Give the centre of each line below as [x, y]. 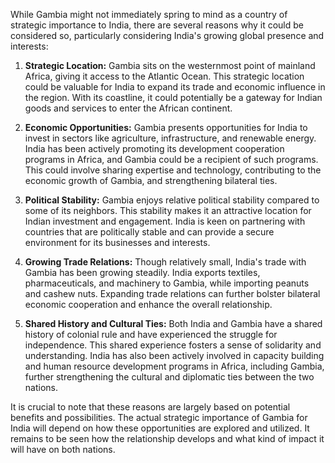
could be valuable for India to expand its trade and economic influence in [175, 87]
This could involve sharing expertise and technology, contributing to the [173, 170]
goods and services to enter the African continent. [128, 108]
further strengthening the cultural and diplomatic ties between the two [169, 377]
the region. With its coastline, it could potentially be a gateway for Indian [173, 97]
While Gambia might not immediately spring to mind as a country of [149, 14]
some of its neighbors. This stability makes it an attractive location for [168, 210]
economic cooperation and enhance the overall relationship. [148, 304]
